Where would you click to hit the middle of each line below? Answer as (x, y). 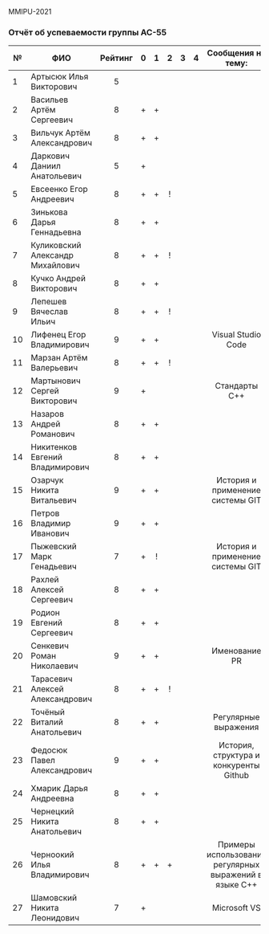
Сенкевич (50, 646)
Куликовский (56, 246)
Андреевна (52, 798)
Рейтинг (116, 58)
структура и (237, 756)
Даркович (50, 156)
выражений (233, 875)
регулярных (237, 865)
